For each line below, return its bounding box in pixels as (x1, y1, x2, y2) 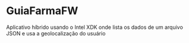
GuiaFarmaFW (6, 4, 78, 18)
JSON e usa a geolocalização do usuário (6, 29, 106, 37)
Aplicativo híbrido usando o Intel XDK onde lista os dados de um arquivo (6, 24, 183, 31)
